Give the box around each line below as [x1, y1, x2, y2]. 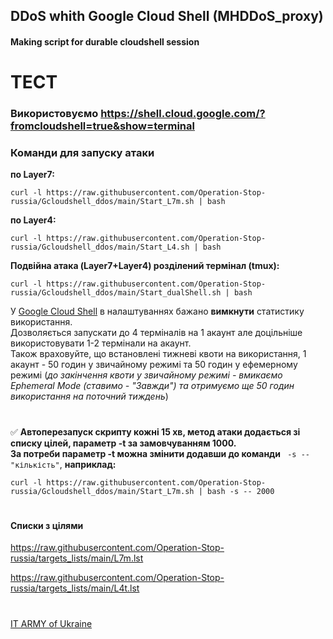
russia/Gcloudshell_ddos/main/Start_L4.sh [10, 242, 190, 253]
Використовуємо [10, 107, 99, 121]
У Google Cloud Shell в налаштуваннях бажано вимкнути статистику [10, 305, 305, 318]
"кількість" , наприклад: [10, 458, 117, 470]
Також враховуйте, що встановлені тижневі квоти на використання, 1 [10, 348, 307, 360]
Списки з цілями [10, 519, 84, 531]
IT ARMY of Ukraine [10, 617, 93, 629]
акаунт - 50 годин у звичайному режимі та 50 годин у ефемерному [10, 359, 298, 371]
